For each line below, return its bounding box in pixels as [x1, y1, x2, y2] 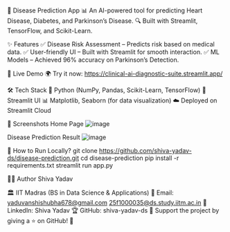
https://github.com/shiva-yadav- [99, 147, 192, 154]
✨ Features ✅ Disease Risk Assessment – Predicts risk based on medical [7, 40, 215, 48]
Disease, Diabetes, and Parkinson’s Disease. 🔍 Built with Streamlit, [7, 17, 198, 25]
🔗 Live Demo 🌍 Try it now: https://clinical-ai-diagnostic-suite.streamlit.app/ [7, 69, 223, 78]
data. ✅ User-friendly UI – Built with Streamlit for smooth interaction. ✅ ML [7, 48, 220, 56]
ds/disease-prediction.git [7, 154, 80, 162]
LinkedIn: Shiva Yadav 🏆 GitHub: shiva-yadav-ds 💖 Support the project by [7, 206, 220, 214]
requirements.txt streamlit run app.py [7, 161, 113, 169]
